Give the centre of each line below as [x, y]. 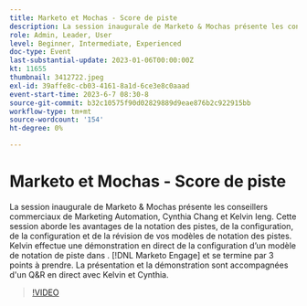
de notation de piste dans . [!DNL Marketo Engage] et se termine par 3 [142, 255]
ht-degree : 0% [37, 129]
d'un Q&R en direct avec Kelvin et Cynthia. [89, 274]
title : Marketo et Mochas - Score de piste [94, 18]
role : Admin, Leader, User [61, 35]
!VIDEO [45, 292]
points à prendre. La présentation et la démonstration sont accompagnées [149, 265]
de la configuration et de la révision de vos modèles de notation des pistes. [151, 236]
